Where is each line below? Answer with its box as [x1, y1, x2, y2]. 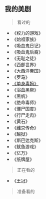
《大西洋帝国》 [11, 68, 43, 74]
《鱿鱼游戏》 [11, 143, 38, 150]
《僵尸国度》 [11, 106, 38, 112]
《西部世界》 [11, 61, 38, 67]
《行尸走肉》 [11, 112, 38, 118]
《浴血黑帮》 [11, 86, 38, 92]
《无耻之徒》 [11, 55, 38, 61]
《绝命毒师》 [11, 99, 38, 105]
